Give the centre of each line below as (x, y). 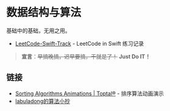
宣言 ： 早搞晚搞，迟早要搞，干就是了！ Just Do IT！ (86, 56)
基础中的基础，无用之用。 (38, 30)
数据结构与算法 (44, 13)
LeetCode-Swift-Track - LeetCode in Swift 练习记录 (80, 43)
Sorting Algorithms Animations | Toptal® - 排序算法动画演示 (90, 93)
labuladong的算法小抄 (42, 101)
